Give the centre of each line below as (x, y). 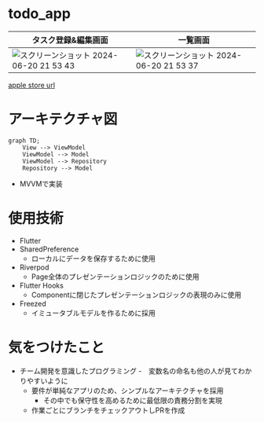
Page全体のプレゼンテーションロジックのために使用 (115, 277)
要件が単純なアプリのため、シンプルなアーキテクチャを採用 (127, 391)
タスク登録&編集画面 (70, 40)
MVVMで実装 (41, 183)
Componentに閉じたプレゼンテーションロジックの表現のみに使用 (136, 295)
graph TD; (24, 141)
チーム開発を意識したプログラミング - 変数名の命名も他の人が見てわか (136, 371)
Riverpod (34, 267)
